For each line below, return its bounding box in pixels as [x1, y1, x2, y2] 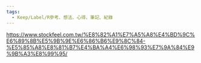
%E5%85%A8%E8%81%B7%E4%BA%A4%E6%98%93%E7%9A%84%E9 [6, 43, 195, 51]
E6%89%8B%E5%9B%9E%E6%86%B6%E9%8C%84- [6, 37, 146, 44]
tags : [6, 8, 20, 15]
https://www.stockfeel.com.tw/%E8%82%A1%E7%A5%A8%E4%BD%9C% [6, 31, 196, 38]
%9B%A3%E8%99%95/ [6, 50, 68, 57]
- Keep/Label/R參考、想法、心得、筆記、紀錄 [12, 14, 113, 20]
